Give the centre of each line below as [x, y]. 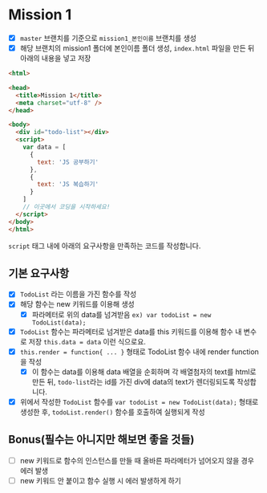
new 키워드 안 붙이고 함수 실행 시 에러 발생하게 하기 [101, 480]
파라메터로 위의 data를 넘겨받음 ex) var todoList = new [121, 314]
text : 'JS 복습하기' [68, 185]
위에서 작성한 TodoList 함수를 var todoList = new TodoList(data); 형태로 [139, 401]
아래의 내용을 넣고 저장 [55, 59]
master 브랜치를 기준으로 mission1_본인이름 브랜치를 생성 [108, 38]
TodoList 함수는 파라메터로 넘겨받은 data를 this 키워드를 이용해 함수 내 [131, 332]
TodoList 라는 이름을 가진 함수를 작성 [78, 294]
